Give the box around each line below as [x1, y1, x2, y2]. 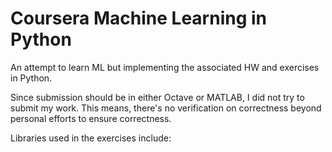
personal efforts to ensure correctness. [10, 112, 172, 124]
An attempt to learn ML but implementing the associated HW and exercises [10, 61, 320, 73]
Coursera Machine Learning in [10, 7, 268, 30]
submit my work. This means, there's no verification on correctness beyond [10, 102, 322, 114]
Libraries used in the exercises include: [10, 132, 172, 144]
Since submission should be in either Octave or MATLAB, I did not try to [10, 91, 305, 103]
